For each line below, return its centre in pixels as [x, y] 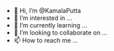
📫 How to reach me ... [46, 40]
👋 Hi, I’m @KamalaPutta [47, 11]
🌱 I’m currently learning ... [50, 25]
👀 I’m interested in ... [43, 18]
